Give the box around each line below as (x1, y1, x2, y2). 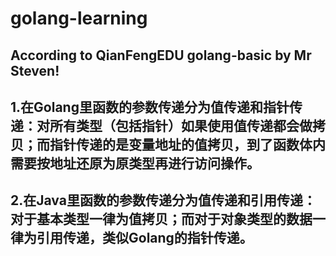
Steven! (10, 62, 60, 79)
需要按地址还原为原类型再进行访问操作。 (10, 155, 260, 172)
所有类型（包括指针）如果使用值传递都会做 (49, 117, 313, 134)
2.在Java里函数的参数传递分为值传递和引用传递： (10, 192, 317, 209)
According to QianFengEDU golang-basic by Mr (10, 47, 312, 64)
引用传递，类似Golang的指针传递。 (36, 230, 253, 247)
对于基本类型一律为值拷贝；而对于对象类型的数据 (10, 211, 313, 228)
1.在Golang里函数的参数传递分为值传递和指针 (10, 98, 290, 116)
